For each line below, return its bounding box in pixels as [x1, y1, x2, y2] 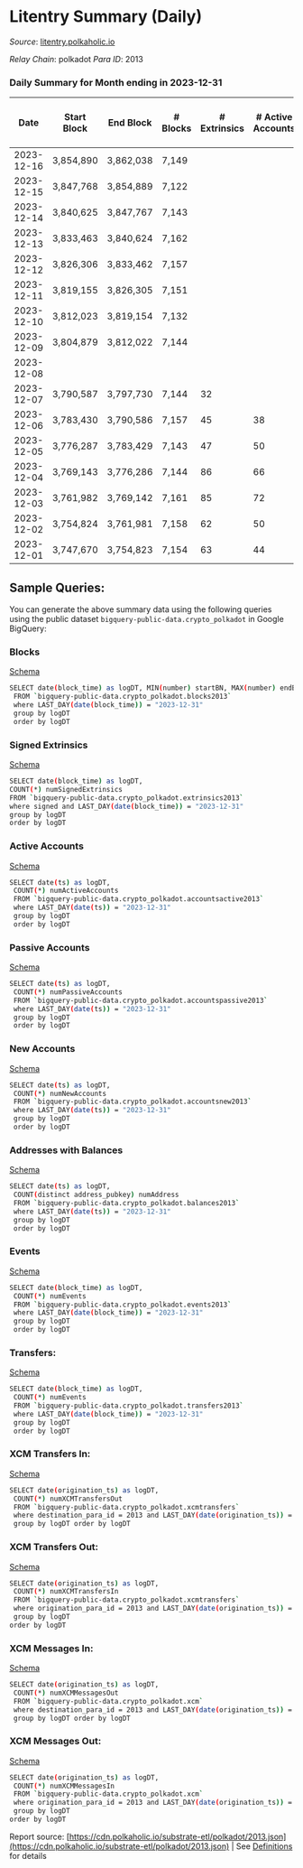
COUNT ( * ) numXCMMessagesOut [13, 1688, 119, 1697]
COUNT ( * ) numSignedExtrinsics [9, 785, 124, 794]
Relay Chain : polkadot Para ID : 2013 [9, 53, 144, 64]
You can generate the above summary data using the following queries [9, 604, 272, 615]
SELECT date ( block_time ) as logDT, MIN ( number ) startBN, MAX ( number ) [9, 683, 277, 692]
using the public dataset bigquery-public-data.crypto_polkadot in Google [9, 614, 284, 625]
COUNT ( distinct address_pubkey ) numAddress [13, 1190, 179, 1200]
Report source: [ [9, 1831, 70, 1842]
